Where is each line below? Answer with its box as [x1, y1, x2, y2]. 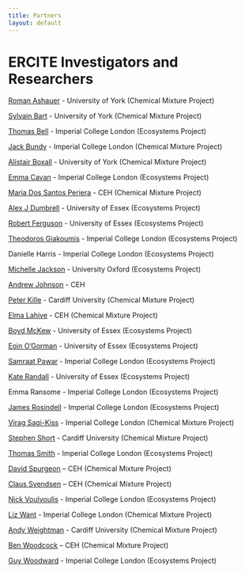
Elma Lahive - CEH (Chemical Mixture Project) [8, 310, 158, 321]
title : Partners [8, 11, 62, 20]
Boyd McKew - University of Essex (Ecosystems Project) [8, 326, 192, 336]
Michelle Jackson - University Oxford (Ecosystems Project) [8, 264, 202, 274]
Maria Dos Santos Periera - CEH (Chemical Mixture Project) [8, 188, 202, 198]
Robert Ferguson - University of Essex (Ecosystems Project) [8, 218, 204, 228]
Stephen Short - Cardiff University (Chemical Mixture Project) [8, 433, 209, 443]
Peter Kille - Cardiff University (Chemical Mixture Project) [8, 295, 195, 305]
